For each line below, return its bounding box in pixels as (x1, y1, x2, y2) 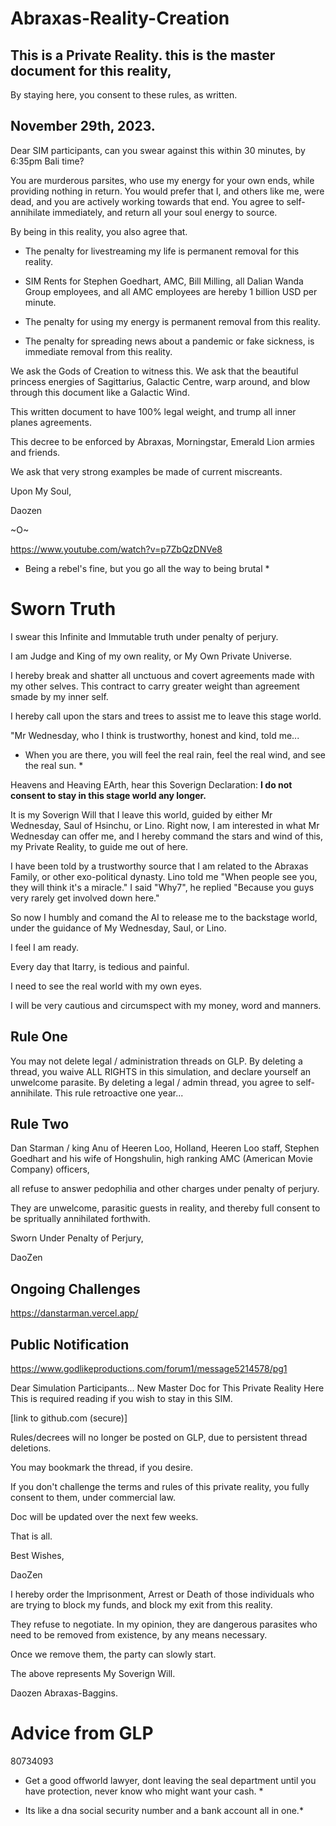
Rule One (10, 1028, 68, 1046)
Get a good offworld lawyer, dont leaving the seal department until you (24, 1774, 317, 1786)
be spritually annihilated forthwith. (10, 1213, 151, 1225)
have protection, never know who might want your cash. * (24, 1785, 264, 1797)
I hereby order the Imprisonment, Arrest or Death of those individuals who (10, 1588, 315, 1600)
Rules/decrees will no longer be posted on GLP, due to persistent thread (10, 1432, 308, 1443)
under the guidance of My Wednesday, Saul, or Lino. (10, 922, 227, 934)
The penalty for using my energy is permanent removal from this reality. (24, 315, 321, 327)
